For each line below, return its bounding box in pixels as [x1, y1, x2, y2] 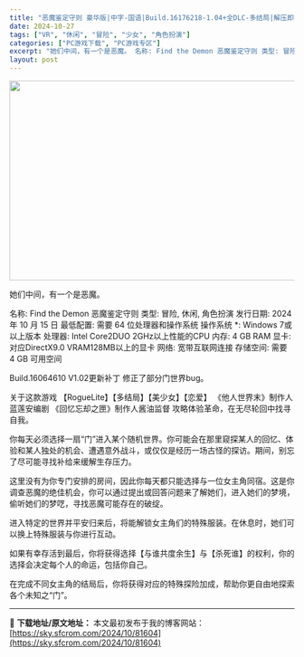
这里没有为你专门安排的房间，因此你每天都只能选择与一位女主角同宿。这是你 [9, 476, 295, 486]
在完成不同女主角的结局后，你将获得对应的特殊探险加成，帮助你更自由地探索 [9, 578, 295, 589]
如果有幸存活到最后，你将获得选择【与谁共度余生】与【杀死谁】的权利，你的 [9, 548, 295, 558]
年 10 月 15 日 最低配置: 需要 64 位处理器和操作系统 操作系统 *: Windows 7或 [9, 319, 292, 330]
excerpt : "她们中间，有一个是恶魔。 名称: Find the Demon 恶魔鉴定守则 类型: [9, 47, 280, 56]
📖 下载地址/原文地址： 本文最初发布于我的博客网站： [9, 617, 205, 628]
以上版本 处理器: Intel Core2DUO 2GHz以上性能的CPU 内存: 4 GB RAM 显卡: [9, 331, 291, 341]
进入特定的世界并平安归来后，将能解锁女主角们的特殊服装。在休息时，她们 [9, 518, 287, 528]
